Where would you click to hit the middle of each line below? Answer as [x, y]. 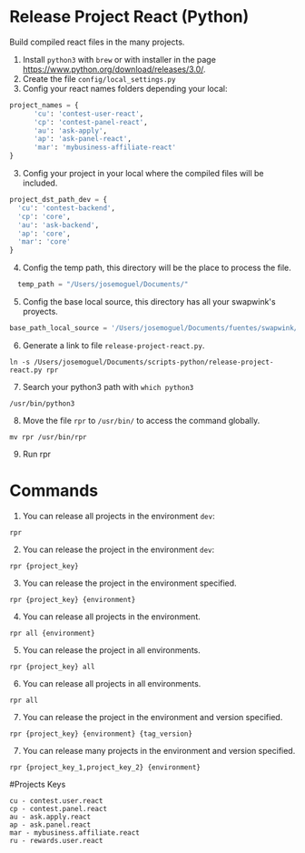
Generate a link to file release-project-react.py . [113, 345]
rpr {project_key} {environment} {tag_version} [101, 734]
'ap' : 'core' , [44, 234]
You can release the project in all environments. [112, 650]
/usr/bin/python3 [42, 403]
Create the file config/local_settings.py [99, 78]
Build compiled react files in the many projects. [97, 42]
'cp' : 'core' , [44, 216]
